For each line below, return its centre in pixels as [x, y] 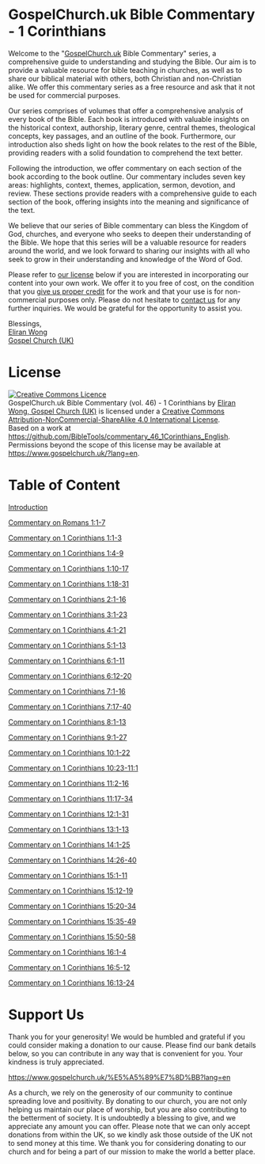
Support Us [46, 1014]
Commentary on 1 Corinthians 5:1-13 [67, 645]
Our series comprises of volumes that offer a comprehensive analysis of [126, 110]
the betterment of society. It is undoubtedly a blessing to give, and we [122, 1117]
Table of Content [64, 485]
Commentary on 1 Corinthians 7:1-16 [67, 691]
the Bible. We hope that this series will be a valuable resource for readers [127, 242]
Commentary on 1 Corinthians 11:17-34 [71, 798]
